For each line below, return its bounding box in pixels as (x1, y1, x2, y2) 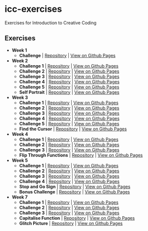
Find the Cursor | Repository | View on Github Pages (19, 126, 127, 132)
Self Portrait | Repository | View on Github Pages (19, 89, 120, 95)
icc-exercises (4, 3, 62, 15)
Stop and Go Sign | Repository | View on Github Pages (19, 184, 131, 190)
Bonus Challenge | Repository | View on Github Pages (19, 189, 130, 194)
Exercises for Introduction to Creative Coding (4, 20, 97, 26)
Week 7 (11, 194, 28, 200)
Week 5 (11, 157, 28, 163)
